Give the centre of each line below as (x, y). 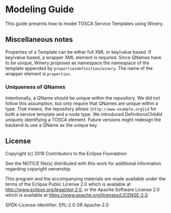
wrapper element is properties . (38, 74)
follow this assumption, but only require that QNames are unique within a (82, 104)
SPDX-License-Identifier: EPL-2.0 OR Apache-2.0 (57, 205)
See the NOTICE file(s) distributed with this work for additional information (83, 163)
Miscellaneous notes (39, 40)
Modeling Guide (40, 9)
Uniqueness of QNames (35, 87)
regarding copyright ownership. (39, 169)
